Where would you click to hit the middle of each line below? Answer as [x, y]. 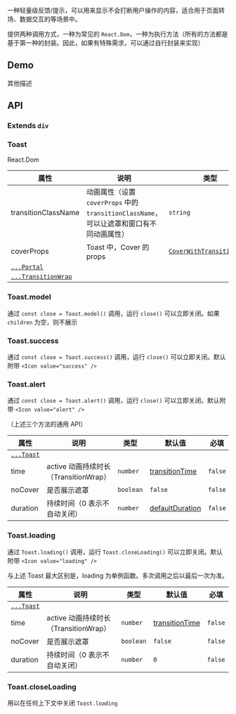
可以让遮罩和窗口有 [118, 223]
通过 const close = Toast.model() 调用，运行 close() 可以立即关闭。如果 [113, 313]
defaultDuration [176, 508]
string [179, 213]
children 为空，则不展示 [42, 322]
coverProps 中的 [113, 202]
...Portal [27, 267]
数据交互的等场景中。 [50, 19]
